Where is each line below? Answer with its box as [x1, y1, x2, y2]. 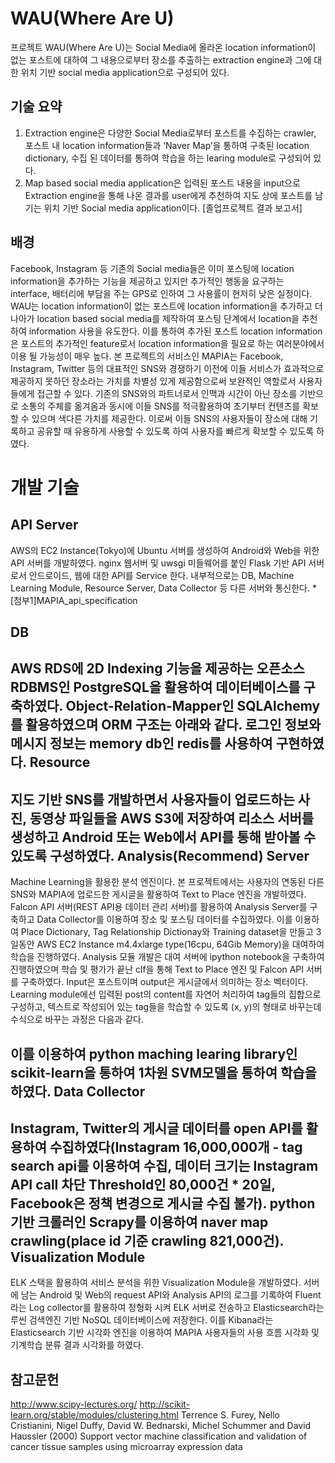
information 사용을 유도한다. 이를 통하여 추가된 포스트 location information [28, 325, 323, 337]
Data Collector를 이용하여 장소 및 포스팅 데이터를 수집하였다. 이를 [36, 913, 293, 926]
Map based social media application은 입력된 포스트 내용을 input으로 [24, 177, 301, 189]
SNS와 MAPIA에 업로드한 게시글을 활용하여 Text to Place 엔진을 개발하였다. [10, 888, 307, 901]
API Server [10, 517, 79, 534]
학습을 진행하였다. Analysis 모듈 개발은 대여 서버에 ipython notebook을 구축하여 [10, 951, 325, 963]
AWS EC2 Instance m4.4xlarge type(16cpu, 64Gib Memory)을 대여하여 [36, 938, 325, 951]
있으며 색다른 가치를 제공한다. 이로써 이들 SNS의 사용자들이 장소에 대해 [31, 412, 308, 424]
